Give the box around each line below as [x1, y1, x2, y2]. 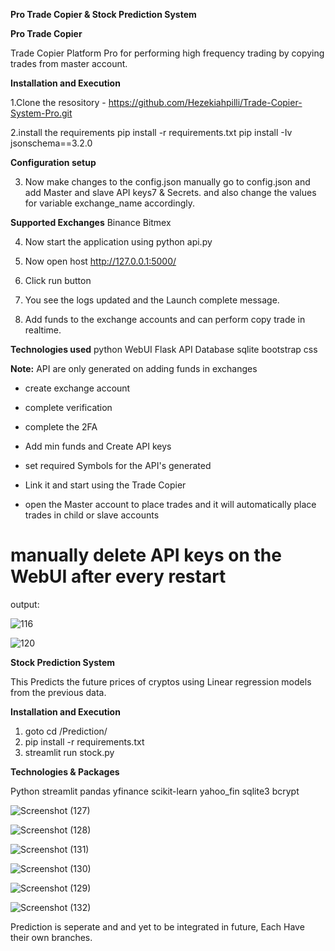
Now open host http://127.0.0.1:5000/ [24, 255, 177, 267]
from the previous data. [10, 686, 107, 698]
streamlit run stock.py [24, 746, 115, 758]
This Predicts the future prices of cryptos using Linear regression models [10, 675, 312, 688]
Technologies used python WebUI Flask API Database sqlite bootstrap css [10, 344, 318, 355]
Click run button [24, 275, 92, 286]
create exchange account [24, 382, 131, 394]
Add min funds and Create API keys [24, 440, 172, 452]
